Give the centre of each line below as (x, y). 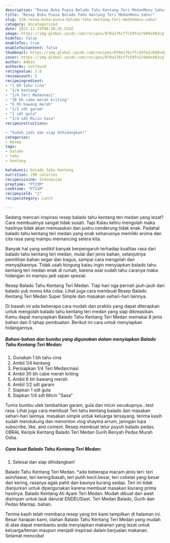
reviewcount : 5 (21, 76)
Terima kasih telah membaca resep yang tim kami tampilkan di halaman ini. (83, 514)
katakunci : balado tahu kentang (39, 170)
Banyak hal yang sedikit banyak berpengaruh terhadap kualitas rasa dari (80, 248)
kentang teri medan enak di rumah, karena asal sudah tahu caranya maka (82, 270)
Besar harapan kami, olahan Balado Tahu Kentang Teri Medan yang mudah (83, 519)
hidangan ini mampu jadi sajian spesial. (46, 275)
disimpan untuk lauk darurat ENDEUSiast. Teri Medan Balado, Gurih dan (80, 499)
